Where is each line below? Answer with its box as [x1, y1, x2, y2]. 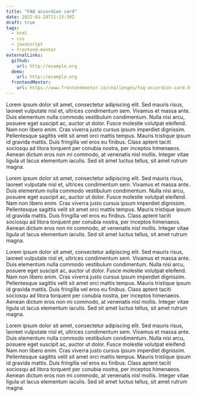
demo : [11, 69, 25, 74]
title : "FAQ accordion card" [6, 8, 77, 15]
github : [11, 57, 30, 63]
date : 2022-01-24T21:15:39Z [6, 14, 75, 20]
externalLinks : [6, 52, 43, 58]
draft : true [6, 19, 35, 25]
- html [11, 30, 28, 36]
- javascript [11, 42, 43, 47]
